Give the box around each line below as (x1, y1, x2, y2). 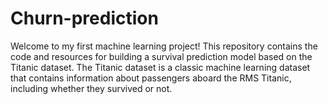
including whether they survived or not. (10, 82, 173, 94)
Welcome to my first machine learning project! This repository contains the (10, 40, 318, 52)
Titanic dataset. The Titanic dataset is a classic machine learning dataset (10, 61, 311, 73)
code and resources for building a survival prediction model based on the (10, 50, 313, 62)
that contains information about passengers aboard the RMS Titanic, (10, 72, 292, 84)
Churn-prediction (10, 7, 159, 30)
